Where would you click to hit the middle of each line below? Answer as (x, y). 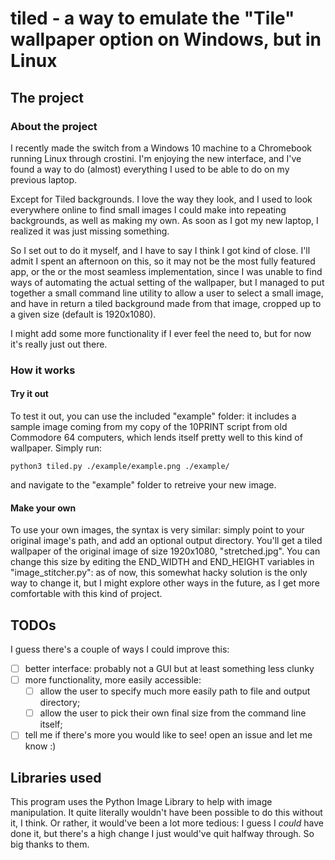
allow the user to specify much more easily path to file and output (175, 691)
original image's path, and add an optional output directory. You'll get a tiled (166, 541)
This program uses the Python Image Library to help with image (141, 802)
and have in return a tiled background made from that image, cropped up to (166, 303)
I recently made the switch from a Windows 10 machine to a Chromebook (161, 148)
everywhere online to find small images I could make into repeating (148, 209)
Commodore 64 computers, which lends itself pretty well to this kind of (156, 437)
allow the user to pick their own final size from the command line (173, 713)
